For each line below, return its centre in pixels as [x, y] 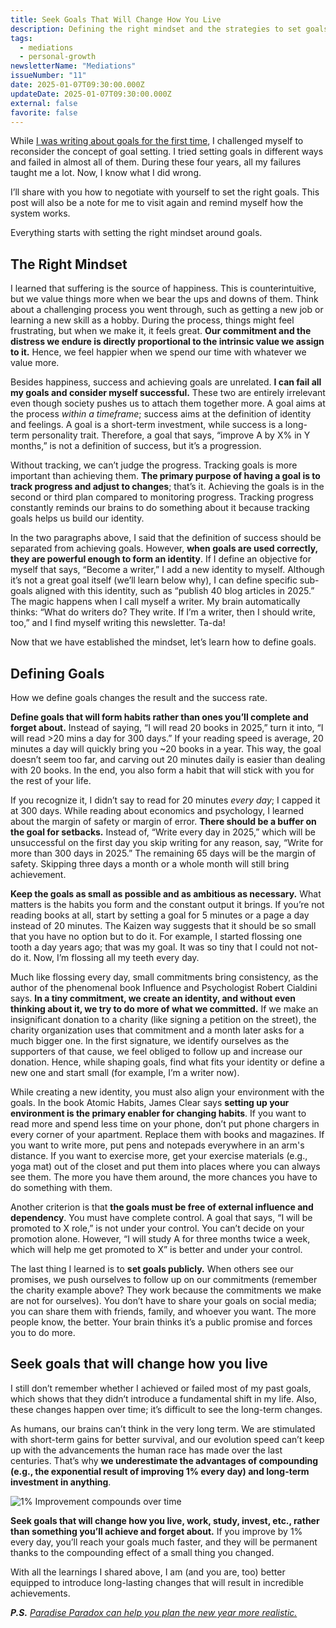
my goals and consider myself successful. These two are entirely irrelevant [168, 393]
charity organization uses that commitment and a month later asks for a [157, 1030]
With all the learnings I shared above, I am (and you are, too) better [148, 1572]
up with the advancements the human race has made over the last [146, 1450]
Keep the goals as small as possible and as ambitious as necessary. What [166, 894]
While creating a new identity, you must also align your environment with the [167, 1092]
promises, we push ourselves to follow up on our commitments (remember [164, 1279]
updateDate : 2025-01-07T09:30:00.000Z [91, 94]
